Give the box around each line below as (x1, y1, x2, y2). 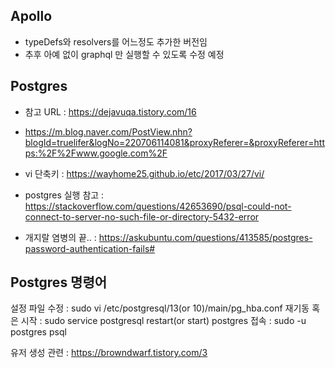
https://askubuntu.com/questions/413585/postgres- (98, 231, 313, 243)
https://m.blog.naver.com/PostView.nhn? (24, 125, 193, 138)
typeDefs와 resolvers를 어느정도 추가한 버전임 (24, 35, 208, 48)
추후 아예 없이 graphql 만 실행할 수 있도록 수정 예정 (24, 48, 225, 60)
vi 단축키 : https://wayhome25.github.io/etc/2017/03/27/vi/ (24, 167, 265, 179)
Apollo (10, 8, 53, 25)
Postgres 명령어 (10, 274, 108, 291)
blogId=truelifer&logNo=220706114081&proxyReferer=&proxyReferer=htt (24, 136, 325, 148)
